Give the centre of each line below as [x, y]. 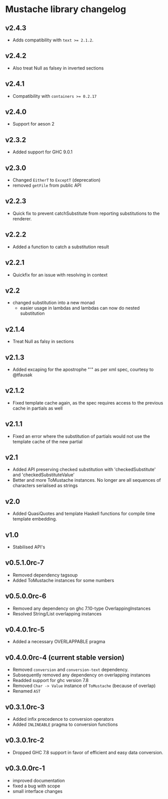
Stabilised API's [29, 547]
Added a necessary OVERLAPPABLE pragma [59, 642]
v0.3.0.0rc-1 [25, 768]
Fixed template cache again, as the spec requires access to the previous [88, 403]
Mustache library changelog [66, 9]
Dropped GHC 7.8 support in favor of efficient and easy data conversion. [88, 752]
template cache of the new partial [47, 441]
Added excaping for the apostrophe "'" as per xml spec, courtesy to [83, 369]
